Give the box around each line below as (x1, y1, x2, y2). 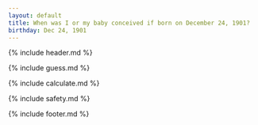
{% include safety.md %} (8, 94, 90, 104)
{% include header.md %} (8, 48, 93, 58)
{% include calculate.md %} (8, 78, 100, 88)
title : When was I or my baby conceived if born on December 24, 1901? (8, 19, 250, 27)
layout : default (8, 11, 62, 20)
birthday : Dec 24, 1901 (8, 26, 87, 34)
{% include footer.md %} (8, 109, 90, 119)
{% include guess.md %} (8, 63, 90, 73)
